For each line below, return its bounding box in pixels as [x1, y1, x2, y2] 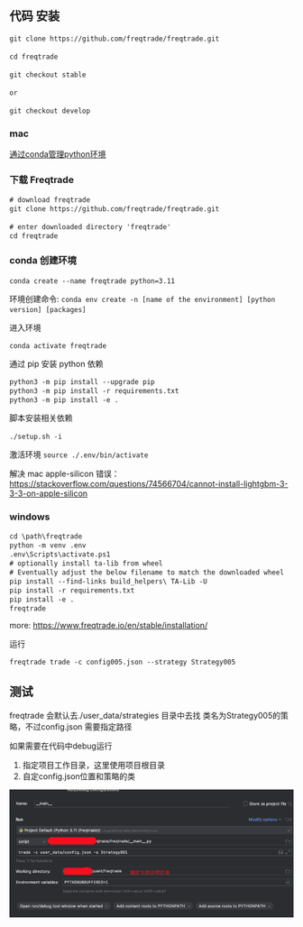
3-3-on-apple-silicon [9, 488, 88, 499]
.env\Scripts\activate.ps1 [9, 550, 111, 559]
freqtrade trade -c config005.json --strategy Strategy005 [9, 657, 236, 666]
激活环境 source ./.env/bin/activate [9, 449, 149, 460]
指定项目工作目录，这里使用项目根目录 [22, 759, 165, 770]
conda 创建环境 [9, 254, 77, 267]
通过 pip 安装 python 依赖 [9, 358, 104, 369]
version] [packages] [9, 305, 87, 314]
